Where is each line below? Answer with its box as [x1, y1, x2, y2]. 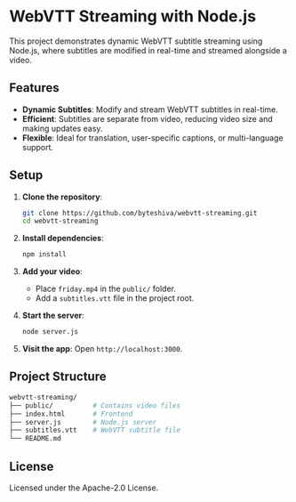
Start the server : [21, 310, 84, 321]
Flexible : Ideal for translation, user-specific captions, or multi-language [21, 132, 284, 143]
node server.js [21, 328, 79, 336]
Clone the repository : [21, 191, 103, 202]
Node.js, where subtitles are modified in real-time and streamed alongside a [9, 45, 287, 55]
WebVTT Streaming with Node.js [9, 6, 256, 27]
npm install [21, 250, 67, 259]
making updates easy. [21, 123, 103, 134]
